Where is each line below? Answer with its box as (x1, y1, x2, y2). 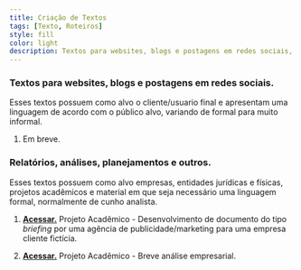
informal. (9, 116, 42, 127)
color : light (9, 38, 59, 48)
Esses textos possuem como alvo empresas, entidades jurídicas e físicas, (9, 177, 284, 188)
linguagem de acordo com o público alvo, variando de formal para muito (9, 107, 278, 117)
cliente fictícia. (22, 232, 78, 244)
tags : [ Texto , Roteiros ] (9, 22, 103, 31)
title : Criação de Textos (9, 13, 107, 23)
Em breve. (22, 134, 61, 144)
